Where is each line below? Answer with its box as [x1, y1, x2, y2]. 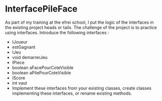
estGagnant [12, 44, 35, 50]
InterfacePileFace [5, 3, 78, 14]
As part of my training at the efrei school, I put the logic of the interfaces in [5, 19, 154, 25]
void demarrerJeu [12, 54, 48, 60]
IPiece [12, 59, 25, 65]
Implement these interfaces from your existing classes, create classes [12, 85, 151, 91]
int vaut [12, 80, 28, 86]
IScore [12, 75, 26, 81]
